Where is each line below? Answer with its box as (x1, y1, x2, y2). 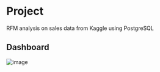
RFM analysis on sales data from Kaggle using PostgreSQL (6, 24, 154, 32)
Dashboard (6, 42, 49, 52)
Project (6, 4, 44, 18)
